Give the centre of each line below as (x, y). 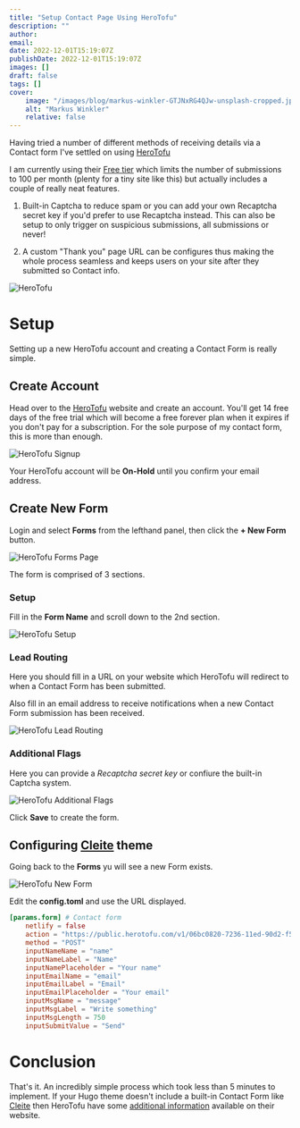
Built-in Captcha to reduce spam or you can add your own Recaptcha (150, 206)
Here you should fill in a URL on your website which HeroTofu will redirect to (149, 677)
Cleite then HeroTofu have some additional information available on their (142, 1106)
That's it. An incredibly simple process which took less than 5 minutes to (142, 1086)
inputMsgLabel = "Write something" (92, 1010)
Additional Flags (46, 753)
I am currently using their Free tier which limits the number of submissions (146, 170)
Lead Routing (39, 657)
